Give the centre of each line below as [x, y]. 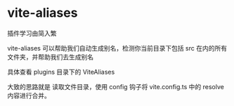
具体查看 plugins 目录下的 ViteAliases [61, 72]
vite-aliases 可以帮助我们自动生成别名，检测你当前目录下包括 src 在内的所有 [117, 48]
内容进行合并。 [29, 95]
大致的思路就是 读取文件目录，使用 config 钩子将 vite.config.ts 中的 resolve [116, 86]
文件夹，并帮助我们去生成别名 [50, 57]
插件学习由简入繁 [32, 33]
